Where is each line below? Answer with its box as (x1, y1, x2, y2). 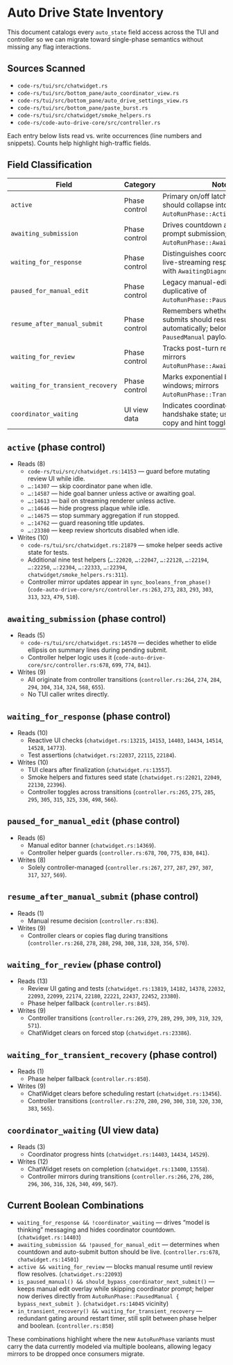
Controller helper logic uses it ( (27, 653, 116, 662)
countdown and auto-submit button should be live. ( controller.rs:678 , (17, 1248, 221, 1256)
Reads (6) (17, 833, 46, 841)
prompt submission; (162, 228, 227, 238)
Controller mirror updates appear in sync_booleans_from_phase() (27, 578, 212, 586)
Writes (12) (17, 1157, 49, 1166)
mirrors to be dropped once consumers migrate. (7, 1349, 145, 1358)
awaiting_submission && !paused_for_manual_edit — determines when (17, 1240, 220, 1248)
